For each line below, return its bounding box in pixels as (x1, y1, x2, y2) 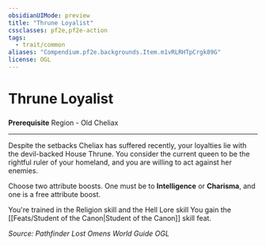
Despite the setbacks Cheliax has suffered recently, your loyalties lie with (8, 140, 247, 150)
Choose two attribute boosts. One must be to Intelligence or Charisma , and (8, 181, 256, 191)
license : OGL (8, 56, 51, 64)
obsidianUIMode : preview (8, 11, 90, 20)
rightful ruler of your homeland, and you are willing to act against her (8, 157, 232, 167)
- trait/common (15, 41, 66, 49)
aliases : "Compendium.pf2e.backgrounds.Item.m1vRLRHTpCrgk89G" (8, 48, 222, 56)
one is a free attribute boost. (8, 189, 101, 199)
